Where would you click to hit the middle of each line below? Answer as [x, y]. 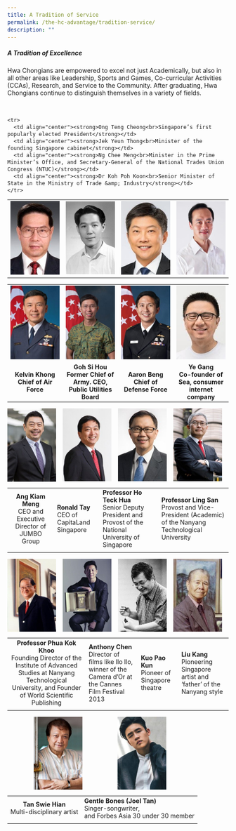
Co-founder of [201, 374]
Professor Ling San [190, 500]
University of [122, 538]
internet [201, 389]
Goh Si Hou [90, 367]
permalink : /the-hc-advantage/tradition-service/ [81, 22]
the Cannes [105, 684]
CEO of [68, 515]
